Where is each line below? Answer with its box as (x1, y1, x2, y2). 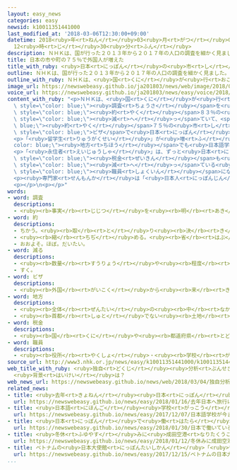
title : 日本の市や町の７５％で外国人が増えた (7, 57, 125, 64)
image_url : (7, 83, 39, 90)
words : (7, 188, 27, 195)
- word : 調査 (7, 194, 44, 201)
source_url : (7, 358, 42, 366)
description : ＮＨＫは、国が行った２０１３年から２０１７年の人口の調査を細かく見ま (7, 50, 227, 57)
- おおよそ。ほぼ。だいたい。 (13, 240, 89, 247)
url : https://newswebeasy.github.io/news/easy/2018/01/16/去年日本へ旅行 (13, 398, 228, 405)
